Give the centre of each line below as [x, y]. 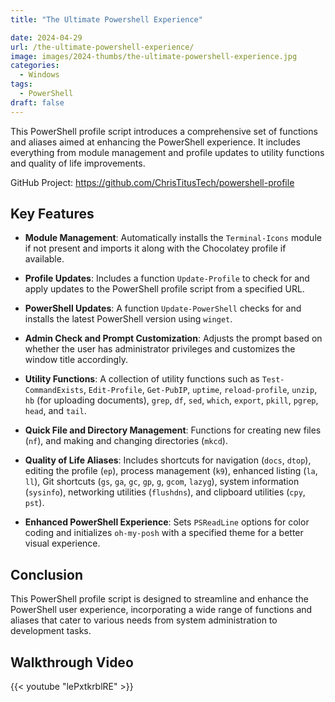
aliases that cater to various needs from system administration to [144, 620]
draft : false [37, 102]
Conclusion [47, 574]
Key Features [52, 214]
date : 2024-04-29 [46, 37]
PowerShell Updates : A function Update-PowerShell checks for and [163, 308]
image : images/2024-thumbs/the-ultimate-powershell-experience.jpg [154, 56]
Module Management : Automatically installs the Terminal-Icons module [173, 238]
